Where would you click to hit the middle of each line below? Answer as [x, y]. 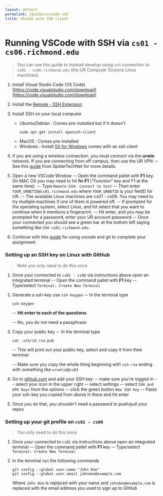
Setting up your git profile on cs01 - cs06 [54, 421]
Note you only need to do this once [52, 265]
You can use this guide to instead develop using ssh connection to [83, 65]
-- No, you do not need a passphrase [49, 322]
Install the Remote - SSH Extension [47, 104]
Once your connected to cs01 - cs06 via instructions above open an [80, 275]
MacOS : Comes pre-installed [49, 141]
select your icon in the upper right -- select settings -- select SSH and [85, 384]
